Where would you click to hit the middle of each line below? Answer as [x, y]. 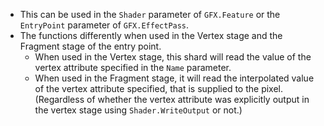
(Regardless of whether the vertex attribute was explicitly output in [172, 99]
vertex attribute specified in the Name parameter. [133, 67]
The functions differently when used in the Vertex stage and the [151, 35]
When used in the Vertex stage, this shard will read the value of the [173, 57]
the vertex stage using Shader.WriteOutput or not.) [138, 110]
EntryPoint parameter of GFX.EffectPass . [104, 25]
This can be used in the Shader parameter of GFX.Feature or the [150, 14]
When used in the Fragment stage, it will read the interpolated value [174, 78]
